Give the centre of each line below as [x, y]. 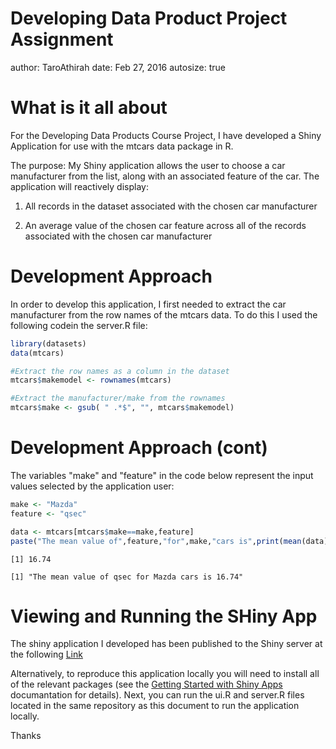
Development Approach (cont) [139, 448]
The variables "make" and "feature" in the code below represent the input [162, 475]
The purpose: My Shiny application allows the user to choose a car [148, 165]
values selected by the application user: [92, 486]
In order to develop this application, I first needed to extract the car [148, 304]
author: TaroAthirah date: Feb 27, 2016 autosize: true [118, 67]
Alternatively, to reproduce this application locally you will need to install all [165, 674]
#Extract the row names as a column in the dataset [120, 371]
